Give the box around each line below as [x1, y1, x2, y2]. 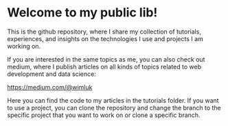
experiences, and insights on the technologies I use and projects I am [7, 34, 204, 42]
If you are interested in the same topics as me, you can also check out [7, 55, 205, 63]
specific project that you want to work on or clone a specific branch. [7, 111, 201, 119]
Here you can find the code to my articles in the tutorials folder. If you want [7, 96, 219, 104]
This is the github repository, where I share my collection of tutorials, [7, 27, 201, 36]
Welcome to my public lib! [7, 5, 158, 21]
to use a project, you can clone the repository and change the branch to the [7, 103, 221, 112]
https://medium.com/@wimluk [7, 83, 93, 91]
